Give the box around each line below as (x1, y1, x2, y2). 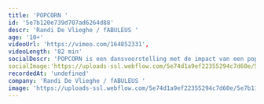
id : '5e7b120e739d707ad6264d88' (8, 19, 114, 27)
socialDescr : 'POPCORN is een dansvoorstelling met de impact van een (8, 56, 244, 63)
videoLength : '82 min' (8, 48, 82, 56)
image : (8, 84, 30, 92)
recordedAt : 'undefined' (8, 70, 90, 77)
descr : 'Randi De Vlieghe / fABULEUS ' (8, 26, 139, 34)
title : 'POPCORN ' (8, 11, 68, 20)
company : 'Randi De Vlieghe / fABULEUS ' (8, 77, 146, 84)
